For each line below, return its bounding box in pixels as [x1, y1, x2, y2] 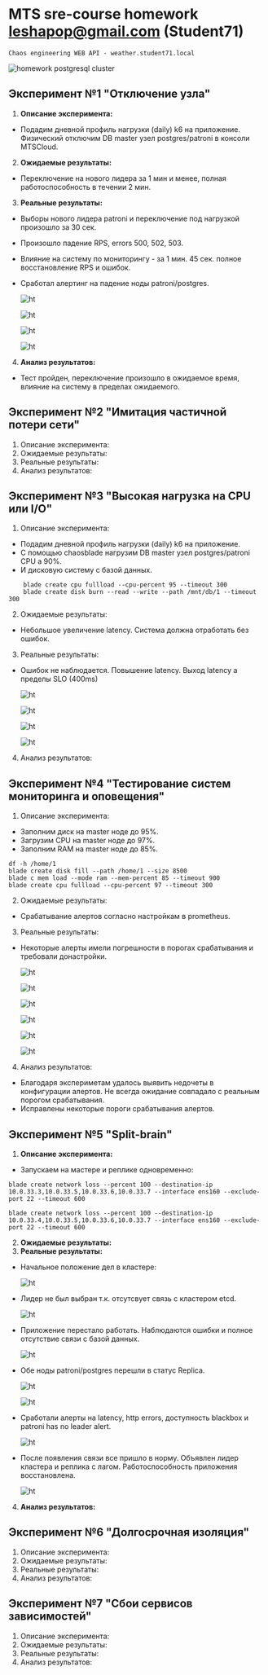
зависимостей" [8, 1610, 92, 1624]
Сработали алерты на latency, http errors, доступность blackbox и [20, 1413, 249, 1422]
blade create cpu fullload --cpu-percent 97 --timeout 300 [8, 881, 213, 890]
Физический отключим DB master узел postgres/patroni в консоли [20, 133, 250, 143]
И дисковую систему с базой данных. [20, 565, 152, 575]
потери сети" [8, 418, 80, 432]
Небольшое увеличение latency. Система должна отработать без [20, 625, 249, 635]
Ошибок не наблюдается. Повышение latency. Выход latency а [20, 666, 238, 675]
